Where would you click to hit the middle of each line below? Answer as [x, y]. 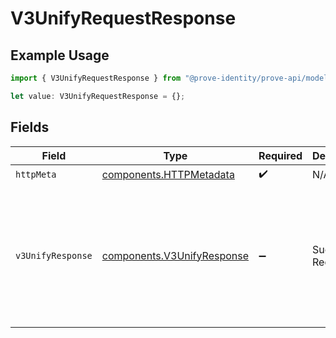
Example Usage [60, 55]
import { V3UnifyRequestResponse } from [96, 78]
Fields [30, 127]
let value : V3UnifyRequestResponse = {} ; [98, 96]
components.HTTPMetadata [168, 175]
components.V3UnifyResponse [175, 255]
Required [280, 155]
